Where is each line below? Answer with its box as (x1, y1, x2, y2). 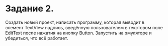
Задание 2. (5, 3, 54, 14)
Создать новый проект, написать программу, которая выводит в (5, 19, 145, 25)
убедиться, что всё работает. (5, 35, 68, 41)
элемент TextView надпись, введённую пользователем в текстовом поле (5, 24, 163, 30)
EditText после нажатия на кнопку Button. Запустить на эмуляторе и (5, 30, 152, 36)
